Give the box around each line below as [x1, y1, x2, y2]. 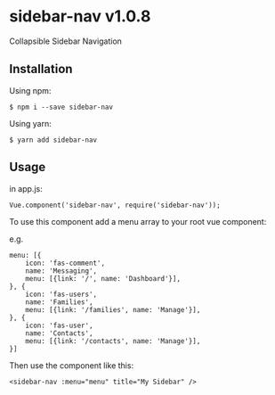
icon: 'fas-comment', [25, 259, 105, 267]
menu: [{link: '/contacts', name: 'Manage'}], [25, 336, 201, 345]
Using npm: [9, 85, 52, 95]
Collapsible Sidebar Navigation [9, 36, 123, 46]
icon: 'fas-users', [25, 290, 98, 299]
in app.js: [9, 183, 43, 193]
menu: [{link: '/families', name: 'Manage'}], [25, 305, 201, 314]
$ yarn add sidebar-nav [9, 136, 98, 144]
